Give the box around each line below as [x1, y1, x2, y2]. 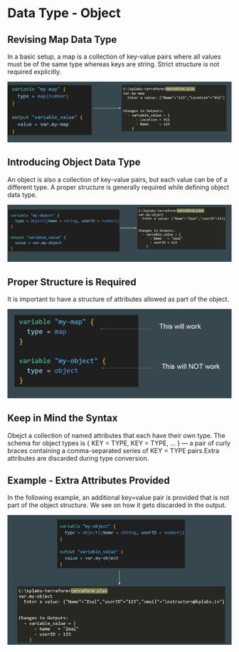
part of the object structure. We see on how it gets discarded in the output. [7, 501, 227, 509]
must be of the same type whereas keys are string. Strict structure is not [7, 60, 220, 68]
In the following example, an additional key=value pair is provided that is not [7, 494, 230, 502]
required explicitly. [7, 68, 62, 76]
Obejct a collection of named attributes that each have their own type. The [7, 431, 225, 439]
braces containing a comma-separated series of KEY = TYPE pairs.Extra [7, 446, 220, 454]
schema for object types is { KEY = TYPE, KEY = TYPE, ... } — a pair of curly [7, 439, 231, 447]
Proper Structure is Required [7, 276, 137, 288]
